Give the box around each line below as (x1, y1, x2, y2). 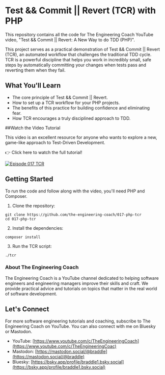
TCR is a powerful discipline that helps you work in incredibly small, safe (5, 56, 151, 62)
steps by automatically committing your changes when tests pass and (5, 62, 146, 68)
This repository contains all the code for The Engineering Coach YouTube (5, 31, 154, 37)
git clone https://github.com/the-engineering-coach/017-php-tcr (5, 212, 141, 217)
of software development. (5, 291, 57, 296)
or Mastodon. (5, 328, 32, 334)
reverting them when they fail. (5, 67, 66, 73)
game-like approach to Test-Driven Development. (5, 139, 106, 145)
